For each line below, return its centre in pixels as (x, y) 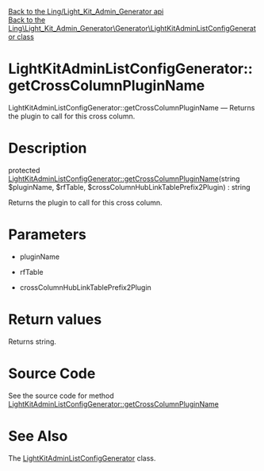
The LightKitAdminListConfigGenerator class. (82, 458)
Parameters (48, 235)
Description (48, 148)
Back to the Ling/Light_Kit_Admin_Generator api (86, 12)
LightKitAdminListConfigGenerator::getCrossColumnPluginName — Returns (132, 107)
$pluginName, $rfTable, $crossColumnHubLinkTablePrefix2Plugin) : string (130, 187)
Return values (55, 319)
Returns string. (33, 342)
